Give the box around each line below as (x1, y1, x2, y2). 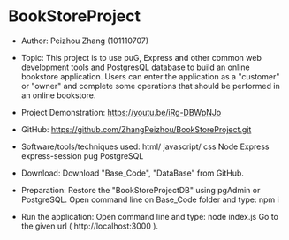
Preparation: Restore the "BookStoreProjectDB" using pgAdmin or (20, 184, 261, 195)
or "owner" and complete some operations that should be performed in (20, 80, 280, 91)
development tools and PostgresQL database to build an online (20, 62, 250, 72)
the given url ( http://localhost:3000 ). (20, 221, 159, 231)
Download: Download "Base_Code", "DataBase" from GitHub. (20, 168, 245, 178)
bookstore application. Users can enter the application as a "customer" (20, 71, 280, 81)
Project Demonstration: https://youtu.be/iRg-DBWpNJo (20, 107, 222, 117)
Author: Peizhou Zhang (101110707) (20, 35, 149, 46)
